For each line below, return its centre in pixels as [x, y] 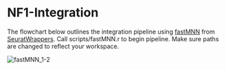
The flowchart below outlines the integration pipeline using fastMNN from [111, 32]
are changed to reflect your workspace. [63, 46]
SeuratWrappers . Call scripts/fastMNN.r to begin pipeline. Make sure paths [113, 38]
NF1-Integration [53, 13]
